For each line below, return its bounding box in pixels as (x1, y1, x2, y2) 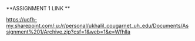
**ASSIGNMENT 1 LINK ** (6, 5, 70, 12)
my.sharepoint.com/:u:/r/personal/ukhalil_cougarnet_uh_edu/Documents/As (6, 23, 189, 29)
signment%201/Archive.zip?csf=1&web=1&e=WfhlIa (6, 28, 131, 35)
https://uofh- (6, 16, 38, 23)
